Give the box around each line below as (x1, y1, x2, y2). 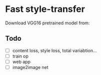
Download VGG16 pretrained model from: (5, 20, 90, 26)
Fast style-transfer (5, 3, 85, 15)
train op (12, 53, 29, 59)
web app (12, 59, 31, 65)
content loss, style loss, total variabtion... (12, 47, 97, 53)
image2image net (12, 64, 48, 70)
